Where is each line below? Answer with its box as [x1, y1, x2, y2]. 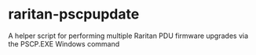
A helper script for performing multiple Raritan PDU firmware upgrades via [8, 31, 249, 40]
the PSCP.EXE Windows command [8, 39, 120, 48]
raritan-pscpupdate [8, 5, 140, 23]
